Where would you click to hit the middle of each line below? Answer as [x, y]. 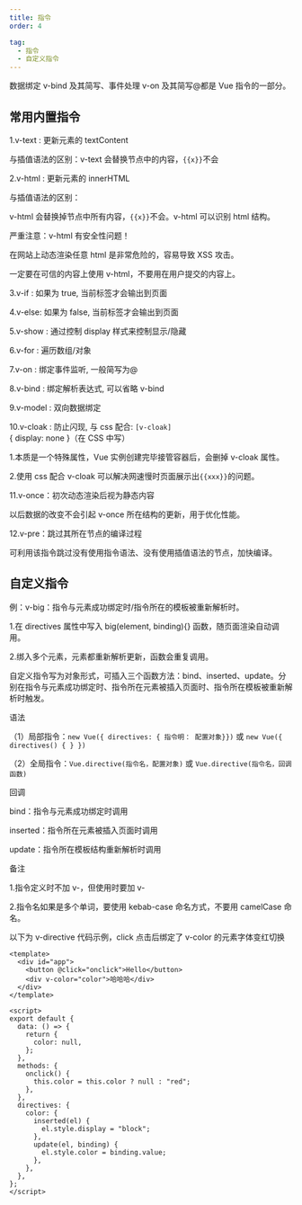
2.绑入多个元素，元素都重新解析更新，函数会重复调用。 [111, 656]
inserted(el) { [62, 1120]
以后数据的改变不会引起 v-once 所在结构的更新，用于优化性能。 [127, 514]
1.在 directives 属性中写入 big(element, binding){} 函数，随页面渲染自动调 [145, 626]
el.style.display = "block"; [96, 1129]
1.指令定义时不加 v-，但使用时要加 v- [77, 888]
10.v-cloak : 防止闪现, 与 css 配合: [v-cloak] [91, 426]
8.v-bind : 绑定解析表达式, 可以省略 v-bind [87, 388]
